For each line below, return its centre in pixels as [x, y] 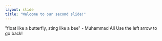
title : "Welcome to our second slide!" [46, 14]
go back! [14, 33]
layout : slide [20, 10]
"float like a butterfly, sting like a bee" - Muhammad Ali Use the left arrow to [81, 28]
